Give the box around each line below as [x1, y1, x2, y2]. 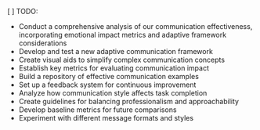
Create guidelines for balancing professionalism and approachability [18, 97, 240, 106]
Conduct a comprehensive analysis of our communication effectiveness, [18, 22, 253, 31]
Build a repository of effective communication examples [18, 72, 199, 81]
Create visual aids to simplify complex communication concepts [18, 55, 225, 64]
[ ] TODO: [7, 7, 38, 16]
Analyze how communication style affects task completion [18, 88, 208, 97]
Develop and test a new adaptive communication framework [18, 47, 213, 56]
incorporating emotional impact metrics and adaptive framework [18, 31, 227, 39]
